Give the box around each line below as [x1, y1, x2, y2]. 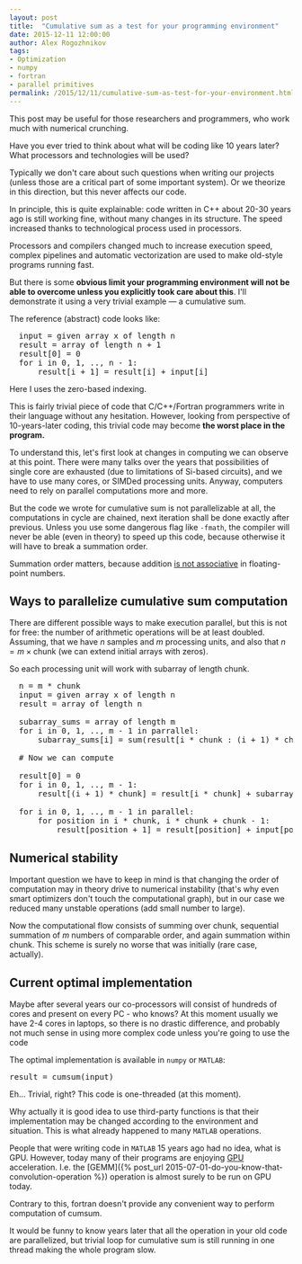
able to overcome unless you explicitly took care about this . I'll [9, 286, 247, 297]
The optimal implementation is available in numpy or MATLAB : [9, 1054, 226, 1065]
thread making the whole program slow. [9, 1244, 156, 1255]
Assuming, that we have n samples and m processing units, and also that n [9, 636, 286, 647]
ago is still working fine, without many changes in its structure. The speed [9, 213, 283, 224]
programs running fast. [9, 259, 94, 270]
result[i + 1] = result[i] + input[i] [37, 366, 209, 377]
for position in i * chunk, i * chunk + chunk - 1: [37, 815, 271, 826]
